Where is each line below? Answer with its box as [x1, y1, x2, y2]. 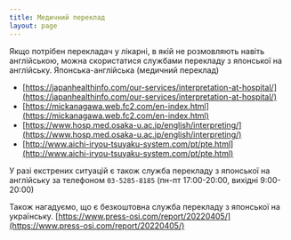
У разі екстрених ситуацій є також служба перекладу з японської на [9, 165, 271, 176]
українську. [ [9, 211, 59, 221]
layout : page [9, 21, 58, 30]
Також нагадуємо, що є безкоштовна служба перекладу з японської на [9, 201, 280, 212]
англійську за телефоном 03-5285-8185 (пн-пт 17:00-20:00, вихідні [9, 174, 259, 185]
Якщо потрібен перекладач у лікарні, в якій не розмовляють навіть [9, 45, 265, 56]
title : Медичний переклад [9, 12, 105, 22]
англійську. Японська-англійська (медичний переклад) [9, 64, 220, 76]
